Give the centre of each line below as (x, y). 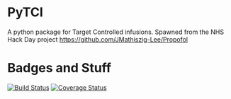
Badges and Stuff (60, 68)
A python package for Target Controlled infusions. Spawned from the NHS (116, 32)
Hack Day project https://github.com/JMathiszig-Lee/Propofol (98, 39)
